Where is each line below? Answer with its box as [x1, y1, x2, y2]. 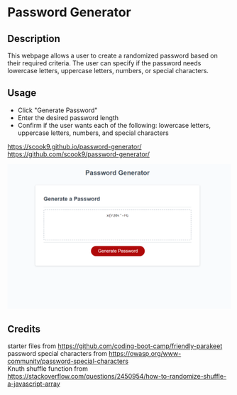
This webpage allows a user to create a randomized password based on [7, 51, 218, 60]
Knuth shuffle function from [7, 364, 89, 373]
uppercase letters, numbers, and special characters [17, 129, 169, 137]
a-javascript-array [7, 379, 60, 388]
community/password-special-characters [7, 357, 129, 365]
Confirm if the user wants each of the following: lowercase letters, [17, 121, 211, 129]
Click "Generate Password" [17, 106, 98, 114]
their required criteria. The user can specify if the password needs [7, 59, 202, 67]
